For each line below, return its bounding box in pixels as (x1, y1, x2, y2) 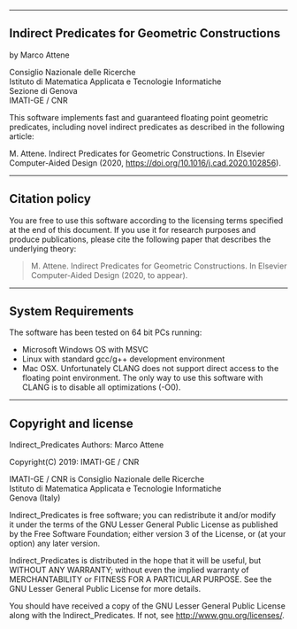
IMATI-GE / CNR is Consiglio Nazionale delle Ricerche (9, 474, 205, 485)
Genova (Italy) (9, 493, 61, 503)
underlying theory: (9, 243, 77, 253)
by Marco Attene (9, 50, 70, 60)
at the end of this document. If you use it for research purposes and (9, 224, 256, 235)
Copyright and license (9, 415, 134, 431)
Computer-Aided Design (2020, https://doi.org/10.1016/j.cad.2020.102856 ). (9, 157, 281, 168)
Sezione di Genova (9, 85, 78, 96)
